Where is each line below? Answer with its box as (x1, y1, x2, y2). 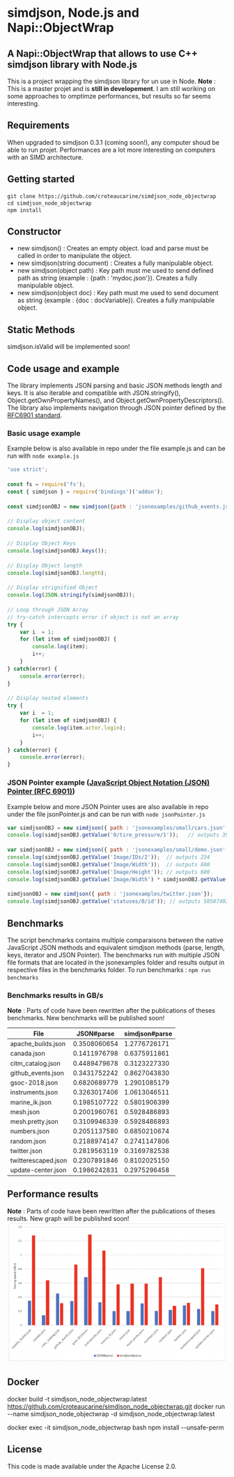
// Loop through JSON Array (7, 606, 89, 613)
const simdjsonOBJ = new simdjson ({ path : (7, 503, 132, 510)
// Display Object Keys (7, 540, 77, 547)
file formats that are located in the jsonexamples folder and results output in (7, 958, 225, 966)
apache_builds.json (10, 1040, 66, 1048)
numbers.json (10, 1127, 50, 1136)
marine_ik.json (10, 1098, 52, 1106)
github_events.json (10, 1069, 65, 1077)
